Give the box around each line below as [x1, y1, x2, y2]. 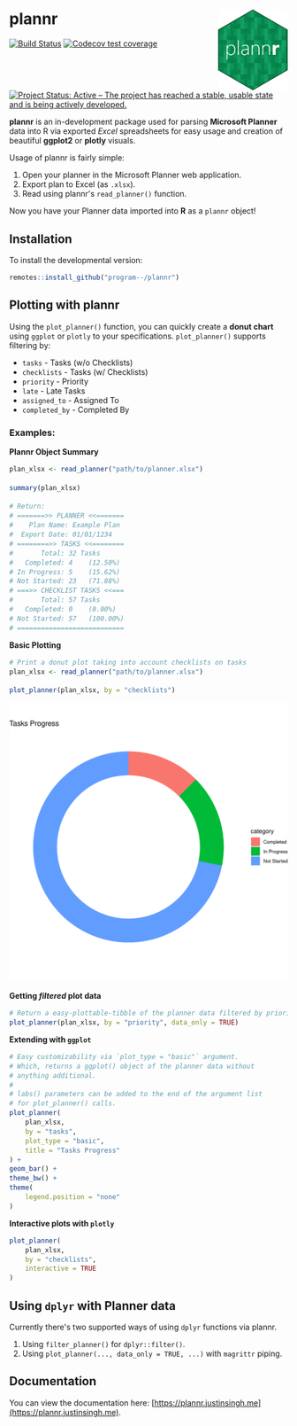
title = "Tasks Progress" [25, 1146, 121, 1155]
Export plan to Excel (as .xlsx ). [21, 179, 136, 190]
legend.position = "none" [25, 1193, 121, 1202]
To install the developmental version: [9, 254, 143, 265]
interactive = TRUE [25, 1264, 97, 1274]
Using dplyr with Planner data [9, 1298, 177, 1313]
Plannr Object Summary [9, 446, 99, 456]
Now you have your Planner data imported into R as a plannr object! [9, 206, 256, 216]
